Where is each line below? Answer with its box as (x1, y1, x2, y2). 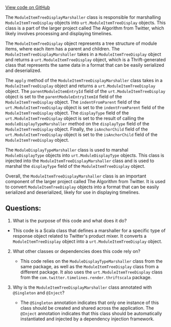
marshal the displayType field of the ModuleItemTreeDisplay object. (5, 163, 145, 169)
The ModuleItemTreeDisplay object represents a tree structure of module (5, 40, 157, 46)
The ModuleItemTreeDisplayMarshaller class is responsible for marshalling (5, 14, 161, 20)
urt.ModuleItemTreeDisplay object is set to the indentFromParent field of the (5, 105, 165, 110)
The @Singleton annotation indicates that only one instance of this (20, 299, 159, 306)
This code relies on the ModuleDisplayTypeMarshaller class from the (20, 258, 163, 264)
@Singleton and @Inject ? (12, 289, 65, 295)
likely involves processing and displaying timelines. (5, 31, 113, 36)
